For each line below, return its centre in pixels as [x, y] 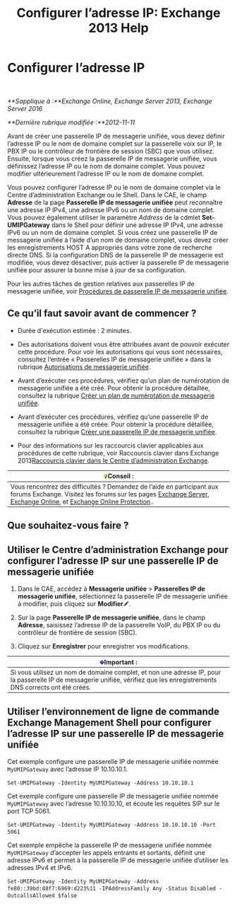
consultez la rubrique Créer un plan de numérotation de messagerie [116, 395]
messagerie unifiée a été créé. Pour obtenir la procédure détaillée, [114, 388]
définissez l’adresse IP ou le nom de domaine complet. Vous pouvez [107, 166]
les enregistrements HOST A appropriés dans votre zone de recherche [110, 247]
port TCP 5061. [29, 811]
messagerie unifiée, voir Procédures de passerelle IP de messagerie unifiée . [118, 291]
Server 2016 [25, 108]
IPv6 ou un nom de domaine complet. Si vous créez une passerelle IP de [113, 232]
